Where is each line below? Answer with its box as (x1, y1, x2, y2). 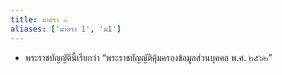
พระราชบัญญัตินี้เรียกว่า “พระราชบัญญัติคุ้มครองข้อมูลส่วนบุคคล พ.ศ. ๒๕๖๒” (24, 51, 273, 63)
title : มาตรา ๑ (10, 14, 68, 25)
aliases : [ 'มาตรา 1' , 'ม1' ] (10, 24, 122, 34)
